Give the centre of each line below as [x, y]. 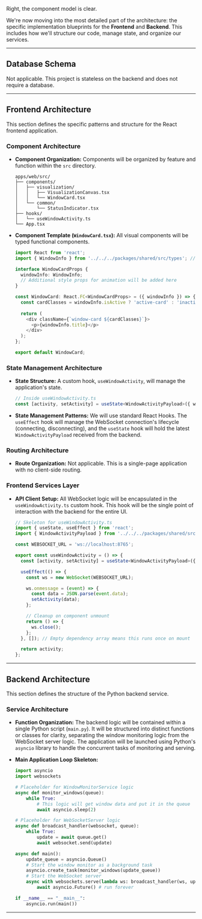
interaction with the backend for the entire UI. [71, 511]
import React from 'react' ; [50, 252]
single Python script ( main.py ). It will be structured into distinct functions [105, 729]
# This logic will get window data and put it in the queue [114, 804]
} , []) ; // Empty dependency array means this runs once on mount [106, 638]
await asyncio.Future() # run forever [85, 888]
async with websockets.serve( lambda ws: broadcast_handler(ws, [107, 882]
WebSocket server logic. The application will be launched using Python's [105, 742]
